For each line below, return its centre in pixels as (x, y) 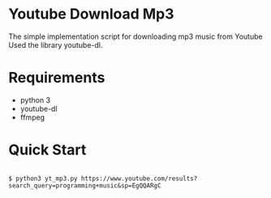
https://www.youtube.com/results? (139, 179)
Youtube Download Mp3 (91, 14)
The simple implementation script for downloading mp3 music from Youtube (135, 36)
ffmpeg (32, 117)
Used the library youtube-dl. (56, 44)
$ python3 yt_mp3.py (43, 179)
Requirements (57, 78)
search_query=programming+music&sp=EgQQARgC (85, 185)
